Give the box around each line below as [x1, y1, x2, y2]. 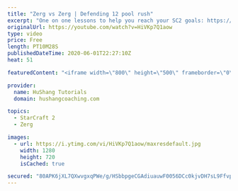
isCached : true [20, 160, 65, 167]
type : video [7, 30, 42, 37]
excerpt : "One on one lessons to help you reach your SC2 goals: [7, 17, 204, 24]
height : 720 [20, 154, 55, 161]
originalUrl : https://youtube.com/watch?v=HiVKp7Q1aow [7, 23, 173, 30]
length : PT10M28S [7, 43, 59, 50]
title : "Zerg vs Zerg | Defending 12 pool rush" [7, 10, 154, 18]
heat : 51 [7, 57, 33, 64]
